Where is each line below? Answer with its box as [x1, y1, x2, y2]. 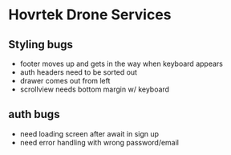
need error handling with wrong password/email [19, 137, 179, 147]
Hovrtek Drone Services [8, 6, 172, 24]
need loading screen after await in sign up [19, 128, 159, 138]
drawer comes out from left [19, 76, 111, 85]
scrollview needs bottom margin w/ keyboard [19, 84, 170, 94]
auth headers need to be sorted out [19, 67, 138, 77]
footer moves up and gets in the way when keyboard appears [19, 59, 223, 68]
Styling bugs [8, 38, 74, 51]
